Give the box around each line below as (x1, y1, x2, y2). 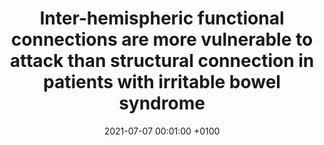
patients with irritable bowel (43, 71, 281, 94)
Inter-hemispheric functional (39, 7, 285, 30)
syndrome (118, 92, 206, 115)
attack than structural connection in (9, 50, 315, 72)
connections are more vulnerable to (10, 28, 314, 51)
